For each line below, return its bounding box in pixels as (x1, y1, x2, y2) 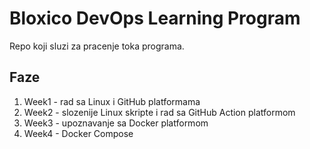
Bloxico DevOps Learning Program (9, 7, 301, 30)
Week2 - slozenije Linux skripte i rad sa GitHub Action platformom (23, 106, 296, 118)
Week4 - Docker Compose (23, 127, 134, 139)
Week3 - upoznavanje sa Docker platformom (23, 117, 209, 129)
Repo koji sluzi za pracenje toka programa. (9, 40, 185, 52)
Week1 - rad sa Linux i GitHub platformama (23, 95, 201, 107)
